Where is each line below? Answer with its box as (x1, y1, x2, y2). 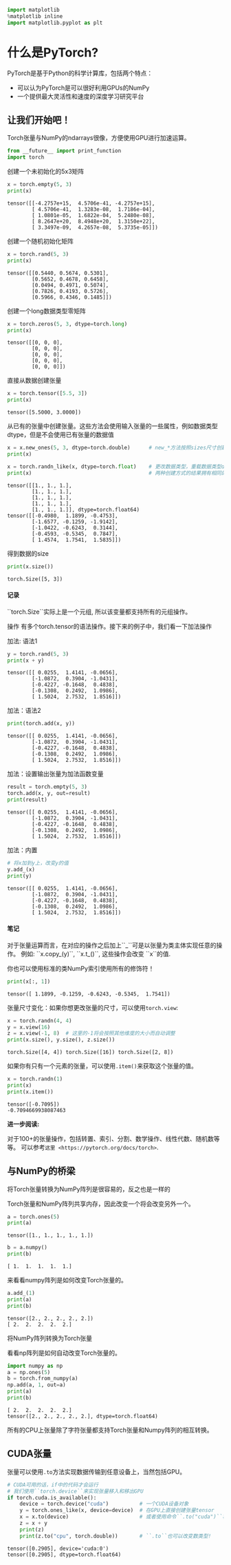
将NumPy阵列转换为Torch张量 (7, 1334, 93, 1342)
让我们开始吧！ (7, 114, 71, 125)
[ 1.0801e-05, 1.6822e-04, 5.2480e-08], (32, 212, 155, 219)
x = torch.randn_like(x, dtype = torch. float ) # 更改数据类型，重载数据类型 (7, 463, 222, 470)
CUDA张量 (7, 1448, 52, 1460)
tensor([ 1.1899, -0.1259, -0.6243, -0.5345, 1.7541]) (7, 990, 170, 998)
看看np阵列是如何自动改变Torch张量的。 (7, 1349, 122, 1357)
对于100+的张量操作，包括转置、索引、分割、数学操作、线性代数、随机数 (7, 1134, 214, 1142)
